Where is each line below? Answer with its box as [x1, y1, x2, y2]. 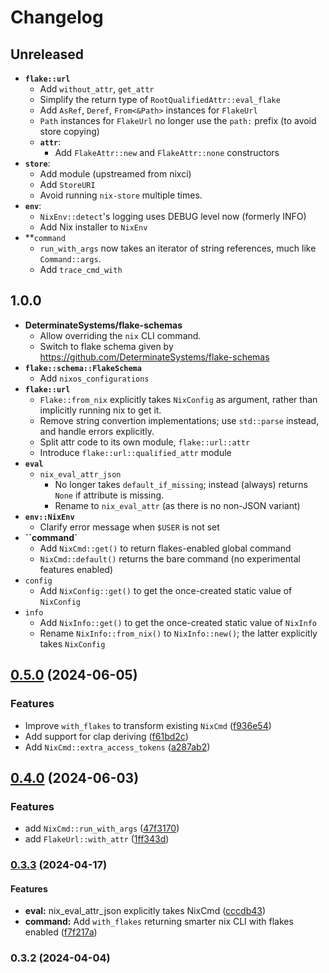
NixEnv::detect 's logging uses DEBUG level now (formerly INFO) [39, 211, 307, 222]
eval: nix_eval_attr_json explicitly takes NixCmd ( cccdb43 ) [24, 905, 267, 917]
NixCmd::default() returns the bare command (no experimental [39, 552, 301, 565]
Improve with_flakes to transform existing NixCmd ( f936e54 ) [24, 719, 272, 731]
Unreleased [10, 46, 85, 63]
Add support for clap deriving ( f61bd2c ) [24, 730, 189, 742]
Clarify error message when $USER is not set [39, 521, 220, 533]
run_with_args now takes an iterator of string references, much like [39, 242, 317, 254]
